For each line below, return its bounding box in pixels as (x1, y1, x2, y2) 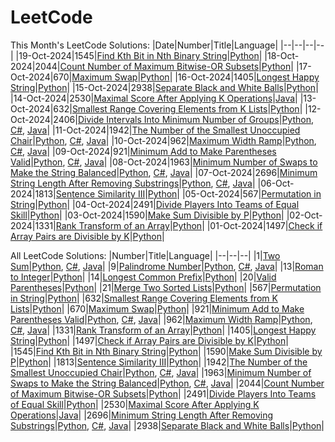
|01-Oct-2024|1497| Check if (206, 219, 323, 231)
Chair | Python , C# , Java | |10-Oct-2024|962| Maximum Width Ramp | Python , (10, 134, 317, 146)
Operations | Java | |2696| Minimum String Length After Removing (10, 409, 274, 421)
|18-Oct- (264, 49, 300, 61)
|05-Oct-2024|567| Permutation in (181, 187, 322, 200)
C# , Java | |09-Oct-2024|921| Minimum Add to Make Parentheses (10, 145, 277, 157)
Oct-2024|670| (10, 71, 73, 83)
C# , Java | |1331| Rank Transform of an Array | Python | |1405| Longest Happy (10, 324, 317, 336)
